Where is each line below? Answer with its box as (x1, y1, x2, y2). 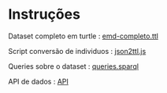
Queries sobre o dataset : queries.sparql (8, 61, 139, 71)
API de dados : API (8, 77, 69, 86)
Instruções (8, 5, 81, 23)
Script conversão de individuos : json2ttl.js (8, 46, 147, 55)
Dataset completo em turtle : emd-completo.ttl (8, 31, 159, 41)
